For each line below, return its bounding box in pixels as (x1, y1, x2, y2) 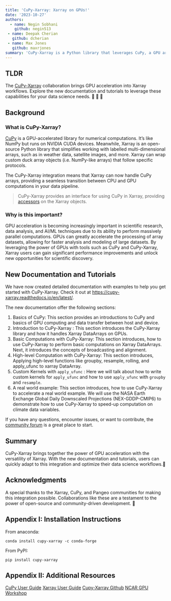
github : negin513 (14, 27, 51, 32)
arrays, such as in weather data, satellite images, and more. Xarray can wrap (5, 152, 166, 157)
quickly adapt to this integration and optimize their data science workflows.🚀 (5, 461, 166, 467)
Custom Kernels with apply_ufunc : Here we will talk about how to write (12, 369, 161, 375)
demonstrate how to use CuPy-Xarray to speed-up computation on (12, 401, 153, 407)
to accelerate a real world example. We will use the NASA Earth (12, 390, 146, 396)
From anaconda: (5, 528, 40, 535)
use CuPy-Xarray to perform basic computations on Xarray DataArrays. (12, 342, 162, 348)
